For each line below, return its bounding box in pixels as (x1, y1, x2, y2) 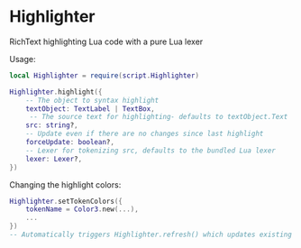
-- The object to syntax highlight (25, 96, 160, 105)
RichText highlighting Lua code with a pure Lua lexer (9, 36, 204, 47)
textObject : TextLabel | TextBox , (25, 104, 155, 114)
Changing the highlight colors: (9, 179, 122, 190)
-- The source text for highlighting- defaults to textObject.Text (29, 113, 288, 122)
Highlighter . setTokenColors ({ (9, 197, 123, 206)
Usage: (9, 53, 36, 64)
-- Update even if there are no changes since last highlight (25, 129, 264, 139)
